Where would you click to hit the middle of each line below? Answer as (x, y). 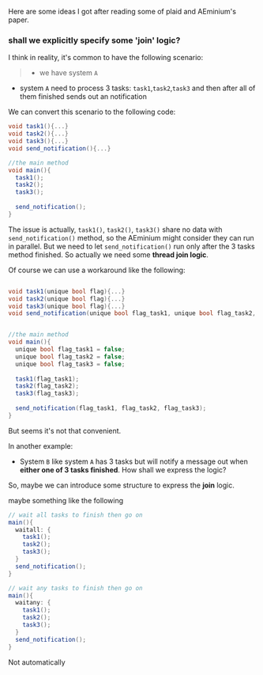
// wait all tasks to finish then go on (76, 515)
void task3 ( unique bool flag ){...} (67, 306)
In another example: (41, 446)
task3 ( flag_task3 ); (47, 394)
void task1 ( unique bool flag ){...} (67, 291)
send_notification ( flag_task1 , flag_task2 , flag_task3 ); (111, 408)
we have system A (69, 73)
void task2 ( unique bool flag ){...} (67, 299)
